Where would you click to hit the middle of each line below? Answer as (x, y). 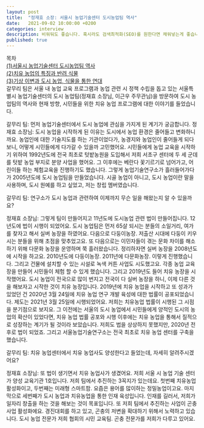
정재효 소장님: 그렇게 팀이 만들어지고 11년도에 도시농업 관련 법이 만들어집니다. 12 (101, 218)
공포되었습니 (179, 294)
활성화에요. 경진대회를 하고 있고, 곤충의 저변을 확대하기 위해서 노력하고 (101, 411)
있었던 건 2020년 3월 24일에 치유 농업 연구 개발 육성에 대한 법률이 (85, 294)
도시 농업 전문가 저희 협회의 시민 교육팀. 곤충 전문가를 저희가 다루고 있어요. (107, 419)
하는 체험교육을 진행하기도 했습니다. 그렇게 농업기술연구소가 (93, 170)
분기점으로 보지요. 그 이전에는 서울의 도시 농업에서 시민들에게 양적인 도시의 (101, 309)
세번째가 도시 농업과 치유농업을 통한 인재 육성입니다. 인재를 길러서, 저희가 (109, 396)
